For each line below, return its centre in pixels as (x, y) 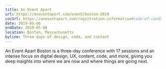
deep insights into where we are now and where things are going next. (77, 61)
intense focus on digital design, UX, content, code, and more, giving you (79, 56)
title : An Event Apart (28, 10)
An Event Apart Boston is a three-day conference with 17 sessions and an (80, 51)
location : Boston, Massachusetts (40, 32)
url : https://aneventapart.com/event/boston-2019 (57, 14)
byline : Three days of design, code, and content (57, 37)
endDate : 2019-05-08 (26, 28)
